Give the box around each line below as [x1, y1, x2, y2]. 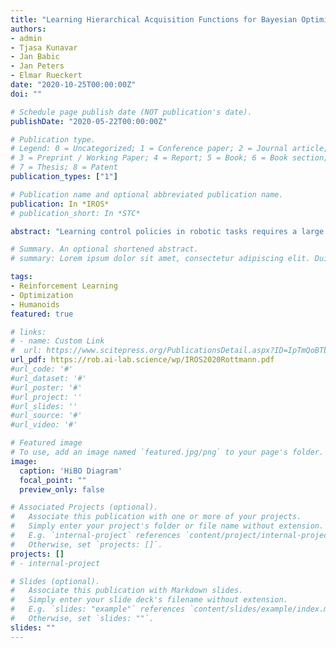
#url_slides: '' [10, 401, 78, 411]
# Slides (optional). [10, 576, 101, 586]
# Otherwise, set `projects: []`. [10, 539, 163, 550]
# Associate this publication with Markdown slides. [10, 586, 244, 596]
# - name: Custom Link [10, 336, 105, 346]
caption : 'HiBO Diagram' [19, 466, 123, 476]
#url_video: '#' [10, 420, 78, 430]
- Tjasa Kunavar [10, 42, 78, 53]
